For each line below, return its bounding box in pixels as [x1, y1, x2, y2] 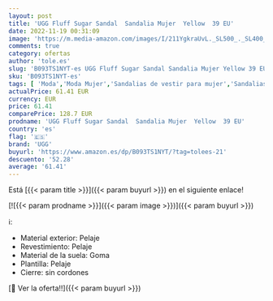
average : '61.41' [8, 163, 67, 171]
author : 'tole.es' [8, 58, 71, 66]
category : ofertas [8, 49, 71, 58]
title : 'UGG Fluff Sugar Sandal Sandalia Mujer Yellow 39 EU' [8, 19, 234, 28]
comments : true [8, 42, 60, 50]
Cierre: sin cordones [19, 268, 89, 277]
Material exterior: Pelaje [19, 233, 100, 243]
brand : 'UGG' [8, 140, 53, 148]
